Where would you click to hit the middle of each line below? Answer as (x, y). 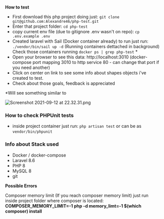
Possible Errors (21, 186)
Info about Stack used (32, 144)
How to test (17, 7)
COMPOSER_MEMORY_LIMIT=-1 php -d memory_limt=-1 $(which (73, 206)
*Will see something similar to (36, 93)
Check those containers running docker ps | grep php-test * (75, 52)
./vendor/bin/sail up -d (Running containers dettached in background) (86, 46)
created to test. (28, 78)
